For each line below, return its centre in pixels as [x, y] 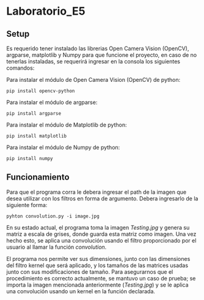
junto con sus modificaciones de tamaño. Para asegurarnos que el [90, 272]
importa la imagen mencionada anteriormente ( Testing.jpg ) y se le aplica [97, 285]
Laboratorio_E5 [46, 11]
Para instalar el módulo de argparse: [52, 102]
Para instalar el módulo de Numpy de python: [63, 147]
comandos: [20, 68]
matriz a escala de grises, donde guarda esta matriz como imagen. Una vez [101, 234]
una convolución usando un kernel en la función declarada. [81, 291]
